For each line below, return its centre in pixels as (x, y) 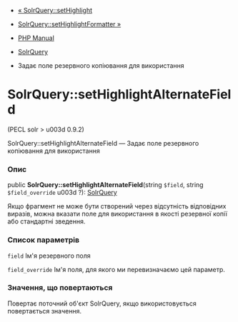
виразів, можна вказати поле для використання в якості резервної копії (117, 214)
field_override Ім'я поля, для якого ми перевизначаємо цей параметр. (116, 269)
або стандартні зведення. (46, 221)
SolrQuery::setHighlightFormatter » (69, 24)
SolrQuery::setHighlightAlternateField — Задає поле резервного (103, 143)
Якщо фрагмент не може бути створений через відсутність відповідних (117, 206)
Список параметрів (44, 240)
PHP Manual (36, 38)
